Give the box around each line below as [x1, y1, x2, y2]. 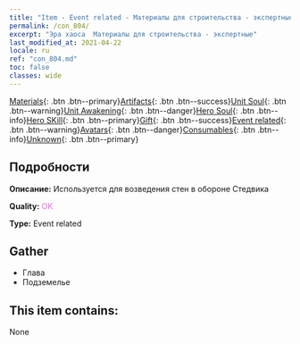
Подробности [9, 160, 90, 175]
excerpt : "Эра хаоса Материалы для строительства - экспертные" [9, 29, 257, 38]
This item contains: [9, 303, 119, 318]
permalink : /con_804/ [9, 21, 90, 30]
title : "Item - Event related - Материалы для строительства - [9, 13, 250, 22]
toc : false [9, 63, 50, 72]
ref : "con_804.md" [9, 55, 78, 63]
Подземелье [21, 277, 71, 288]
